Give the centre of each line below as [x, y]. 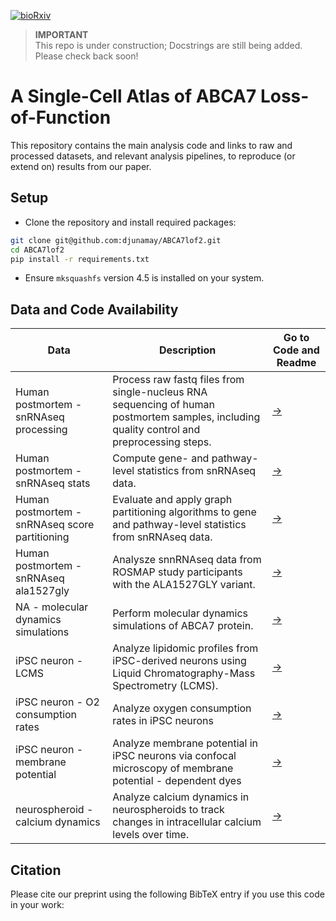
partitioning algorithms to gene [184, 512]
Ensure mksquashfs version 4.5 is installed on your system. [144, 278]
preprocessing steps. [162, 442]
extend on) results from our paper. [81, 166]
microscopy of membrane [173, 768]
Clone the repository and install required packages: [130, 222]
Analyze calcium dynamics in [181, 797]
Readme [296, 363]
